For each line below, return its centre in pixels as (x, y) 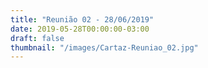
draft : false (37, 38)
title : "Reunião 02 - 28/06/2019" (82, 19)
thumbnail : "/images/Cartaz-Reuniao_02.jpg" (104, 47)
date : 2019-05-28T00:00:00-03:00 (80, 29)
